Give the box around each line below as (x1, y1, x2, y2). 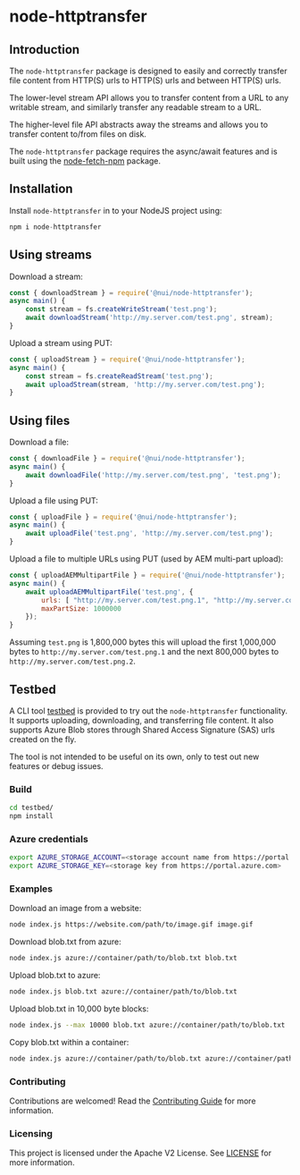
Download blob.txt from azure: (9, 936, 122, 947)
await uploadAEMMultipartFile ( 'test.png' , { (25, 587, 194, 596)
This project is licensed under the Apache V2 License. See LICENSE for (9, 1147, 272, 1159)
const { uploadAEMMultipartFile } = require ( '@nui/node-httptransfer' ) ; (9, 571, 286, 580)
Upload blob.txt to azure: (9, 970, 101, 981)
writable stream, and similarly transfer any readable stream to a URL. (9, 102, 262, 113)
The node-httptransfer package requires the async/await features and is (9, 146, 279, 156)
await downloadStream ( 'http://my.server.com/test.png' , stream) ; (25, 313, 274, 323)
